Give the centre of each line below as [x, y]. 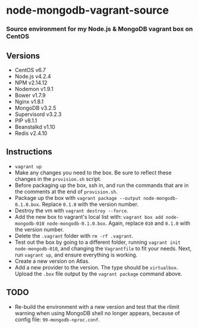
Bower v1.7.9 [30, 95]
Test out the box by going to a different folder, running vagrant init [98, 242]
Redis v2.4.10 [31, 133]
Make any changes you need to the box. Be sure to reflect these [93, 173]
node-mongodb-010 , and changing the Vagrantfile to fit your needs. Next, [103, 248]
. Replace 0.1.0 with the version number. [89, 204]
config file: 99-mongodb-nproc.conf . [57, 319]
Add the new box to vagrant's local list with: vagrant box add [89, 217]
